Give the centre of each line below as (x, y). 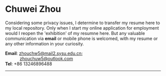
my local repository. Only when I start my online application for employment (82, 28)
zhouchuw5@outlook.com (46, 58)
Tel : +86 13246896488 (29, 64)
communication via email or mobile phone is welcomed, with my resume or (82, 38)
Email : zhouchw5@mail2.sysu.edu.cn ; (44, 53)
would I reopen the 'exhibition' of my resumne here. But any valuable (75, 33)
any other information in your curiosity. (44, 43)
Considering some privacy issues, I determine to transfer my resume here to (83, 23)
